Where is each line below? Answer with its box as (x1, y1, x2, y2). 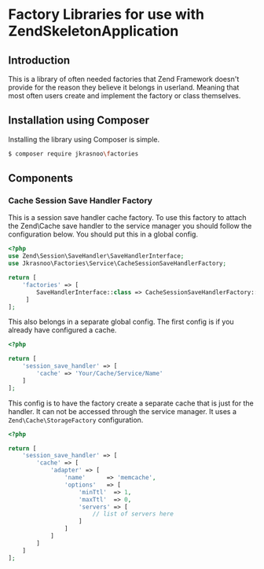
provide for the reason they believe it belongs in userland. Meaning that (8, 83, 240, 92)
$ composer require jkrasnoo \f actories (8, 149, 139, 158)
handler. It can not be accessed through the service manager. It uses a (8, 406, 237, 416)
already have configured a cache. (8, 325, 117, 335)
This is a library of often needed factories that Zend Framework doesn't (8, 75, 240, 83)
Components (8, 171, 73, 185)
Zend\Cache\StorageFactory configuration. (8, 415, 144, 424)
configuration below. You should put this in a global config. (8, 229, 199, 239)
